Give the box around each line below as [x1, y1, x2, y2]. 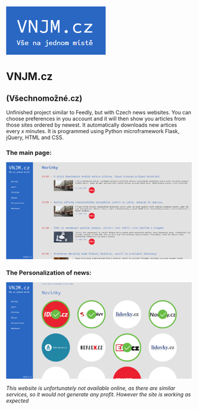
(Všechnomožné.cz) [6, 93, 82, 103]
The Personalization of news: [6, 269, 92, 277]
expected [6, 397, 29, 404]
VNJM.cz [6, 70, 53, 83]
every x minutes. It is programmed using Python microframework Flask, [6, 128, 180, 134]
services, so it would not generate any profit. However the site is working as [6, 391, 192, 398]
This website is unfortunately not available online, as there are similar [6, 384, 176, 392]
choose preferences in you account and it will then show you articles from [6, 115, 186, 122]
